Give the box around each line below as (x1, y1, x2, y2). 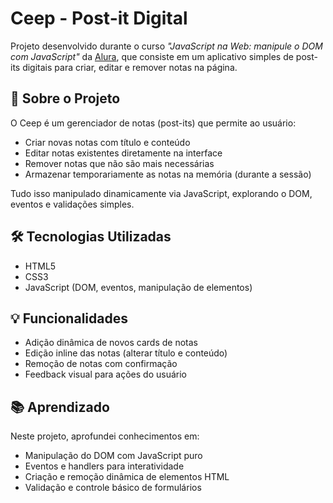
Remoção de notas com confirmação (24, 358, 178, 370)
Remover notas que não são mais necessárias (24, 157, 215, 169)
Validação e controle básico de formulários (24, 482, 202, 494)
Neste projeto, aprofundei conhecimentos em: (10, 430, 200, 442)
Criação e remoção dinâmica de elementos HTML (24, 471, 230, 483)
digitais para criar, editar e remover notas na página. (22, 61, 238, 73)
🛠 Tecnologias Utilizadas (10, 228, 172, 246)
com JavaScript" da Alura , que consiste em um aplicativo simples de (10, 50, 294, 62)
